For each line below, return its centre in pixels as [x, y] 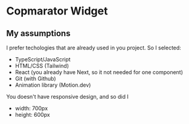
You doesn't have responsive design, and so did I [67, 97]
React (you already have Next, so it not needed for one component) [99, 72]
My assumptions [38, 33]
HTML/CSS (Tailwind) [42, 66]
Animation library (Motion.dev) [53, 85]
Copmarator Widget [57, 11]
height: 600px [32, 115]
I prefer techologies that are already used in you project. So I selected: [94, 48]
